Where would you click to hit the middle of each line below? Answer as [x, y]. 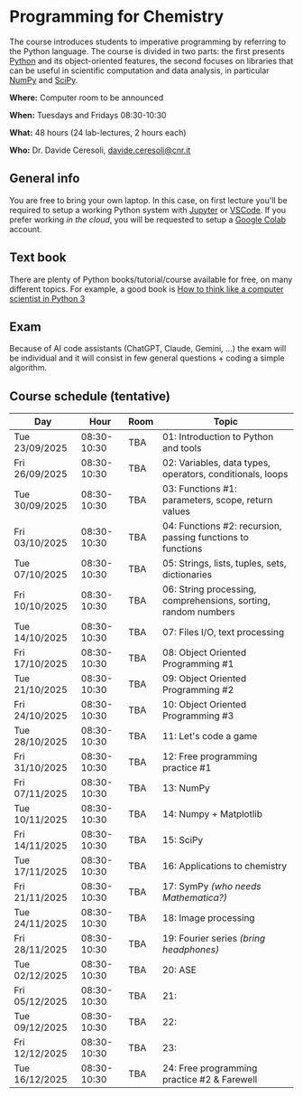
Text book [38, 258]
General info [45, 178]
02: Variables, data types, [216, 463]
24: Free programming [210, 1068]
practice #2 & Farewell [210, 1080]
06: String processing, [209, 589]
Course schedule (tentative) [90, 396]
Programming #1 [198, 664]
